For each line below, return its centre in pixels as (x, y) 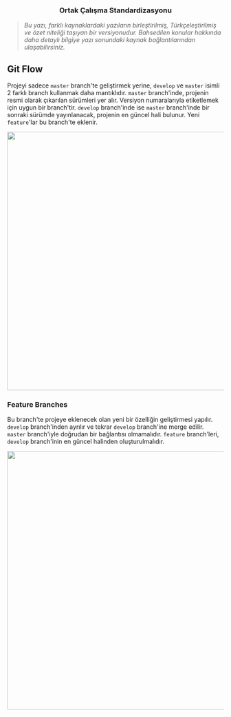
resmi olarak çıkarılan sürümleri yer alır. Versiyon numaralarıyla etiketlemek (113, 100)
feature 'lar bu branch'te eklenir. (53, 122)
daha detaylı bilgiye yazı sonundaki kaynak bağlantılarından (110, 40)
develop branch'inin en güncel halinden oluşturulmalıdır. (86, 442)
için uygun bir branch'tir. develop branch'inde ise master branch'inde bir (108, 108)
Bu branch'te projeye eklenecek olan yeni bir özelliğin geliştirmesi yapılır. (110, 420)
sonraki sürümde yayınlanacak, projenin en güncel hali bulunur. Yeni (103, 115)
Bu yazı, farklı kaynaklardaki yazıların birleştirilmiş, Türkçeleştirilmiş (120, 26)
